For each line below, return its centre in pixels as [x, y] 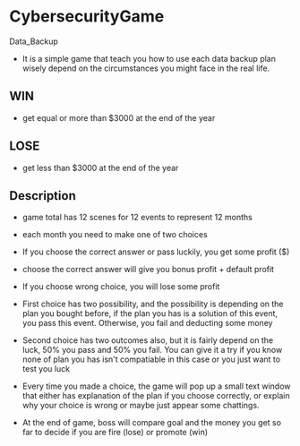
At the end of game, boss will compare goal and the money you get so [152, 423]
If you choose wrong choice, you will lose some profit [121, 287]
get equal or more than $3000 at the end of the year [119, 117]
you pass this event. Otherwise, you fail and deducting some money [147, 323]
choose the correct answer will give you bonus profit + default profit [148, 270]
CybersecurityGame [87, 17]
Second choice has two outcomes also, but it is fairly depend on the [148, 340]
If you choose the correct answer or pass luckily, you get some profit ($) [156, 252]
